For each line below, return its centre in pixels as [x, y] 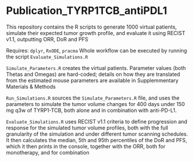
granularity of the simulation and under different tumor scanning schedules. [97, 134]
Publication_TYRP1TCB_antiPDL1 [87, 11]
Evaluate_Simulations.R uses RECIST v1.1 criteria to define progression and [97, 121]
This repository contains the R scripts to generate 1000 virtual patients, [91, 27]
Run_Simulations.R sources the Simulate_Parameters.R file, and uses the [93, 98]
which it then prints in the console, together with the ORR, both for [86, 146]
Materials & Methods [31, 86]
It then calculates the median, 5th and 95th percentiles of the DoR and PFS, [97, 140]
